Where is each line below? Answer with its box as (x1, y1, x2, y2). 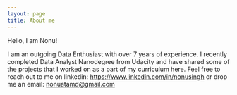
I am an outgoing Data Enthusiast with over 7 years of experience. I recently (7, 50, 228, 58)
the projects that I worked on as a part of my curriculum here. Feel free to (7, 65, 221, 73)
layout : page (7, 10, 46, 18)
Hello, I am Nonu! (7, 36, 58, 44)
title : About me (7, 17, 55, 24)
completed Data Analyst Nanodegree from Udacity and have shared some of (7, 57, 230, 65)
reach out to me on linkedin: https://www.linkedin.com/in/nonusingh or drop (7, 72, 228, 81)
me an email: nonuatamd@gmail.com (7, 80, 115, 88)
